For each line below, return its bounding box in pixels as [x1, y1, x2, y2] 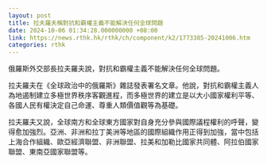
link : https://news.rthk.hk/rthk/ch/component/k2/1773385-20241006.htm [8, 33, 250, 42]
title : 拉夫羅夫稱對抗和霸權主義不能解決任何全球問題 [8, 19, 164, 27]
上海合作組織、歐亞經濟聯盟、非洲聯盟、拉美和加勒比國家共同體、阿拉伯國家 [8, 137, 259, 147]
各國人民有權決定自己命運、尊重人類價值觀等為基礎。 [8, 101, 183, 110]
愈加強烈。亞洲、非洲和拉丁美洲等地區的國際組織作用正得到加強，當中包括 [14, 128, 259, 137]
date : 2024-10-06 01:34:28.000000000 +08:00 [8, 26, 158, 34]
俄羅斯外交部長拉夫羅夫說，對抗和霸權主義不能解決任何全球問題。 [8, 64, 224, 74]
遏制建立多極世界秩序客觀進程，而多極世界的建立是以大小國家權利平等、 [21, 90, 259, 100]
